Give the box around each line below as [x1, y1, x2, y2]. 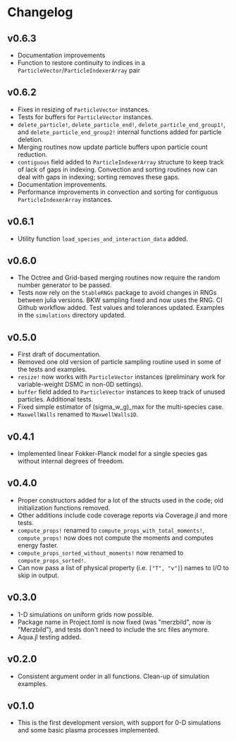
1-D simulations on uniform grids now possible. [17, 610, 154, 618]
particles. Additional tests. [17, 395, 94, 404]
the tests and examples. [17, 365, 87, 374]
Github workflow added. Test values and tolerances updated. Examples [17, 303, 225, 312]
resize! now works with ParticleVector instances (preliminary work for [17, 373, 225, 381]
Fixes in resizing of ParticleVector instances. [17, 105, 150, 114]
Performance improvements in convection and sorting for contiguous [17, 188, 218, 196]
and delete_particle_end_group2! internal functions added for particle [17, 128, 222, 136]
